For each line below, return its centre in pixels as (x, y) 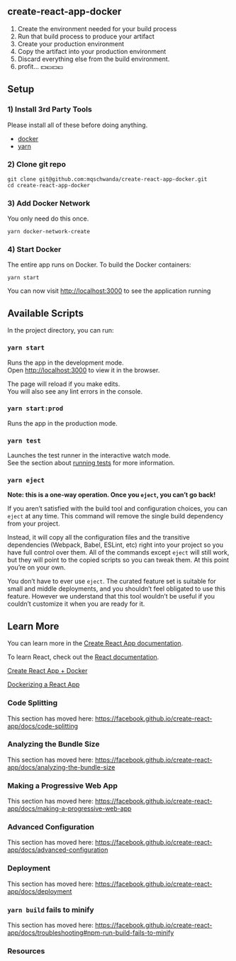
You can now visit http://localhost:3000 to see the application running (109, 291)
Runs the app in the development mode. (66, 362)
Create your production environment (71, 44)
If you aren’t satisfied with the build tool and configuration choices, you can (118, 509)
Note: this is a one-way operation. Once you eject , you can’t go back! (112, 495)
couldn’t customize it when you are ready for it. (76, 604)
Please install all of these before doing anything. (78, 125)
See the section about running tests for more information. (91, 463)
